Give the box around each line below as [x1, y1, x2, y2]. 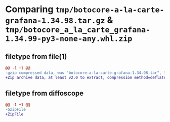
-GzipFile [5, 107, 26, 112]
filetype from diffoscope [5, 89, 84, 98]
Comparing [5, 4, 54, 15]
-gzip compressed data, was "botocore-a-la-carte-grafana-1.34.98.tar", [5, 70, 162, 75]
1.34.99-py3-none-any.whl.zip [5, 34, 133, 44]
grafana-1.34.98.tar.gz [5, 16, 105, 26]
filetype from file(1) [5, 52, 67, 61]
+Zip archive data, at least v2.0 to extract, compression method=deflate [5, 75, 166, 80]
